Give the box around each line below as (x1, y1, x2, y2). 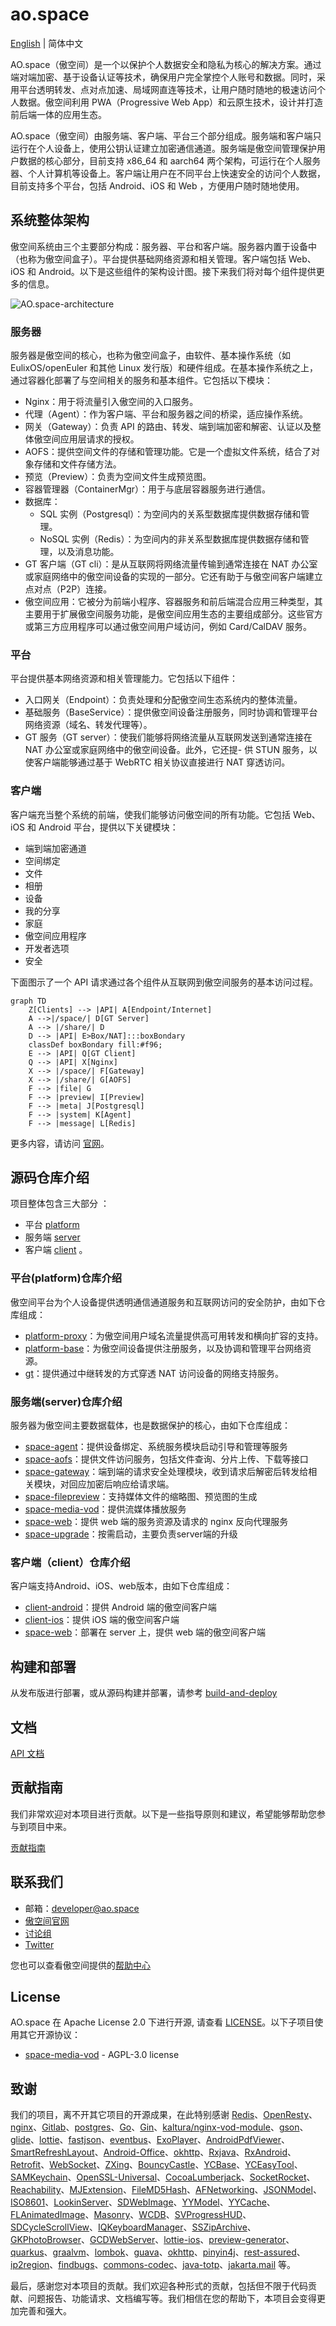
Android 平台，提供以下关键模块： (38, 821, 179, 833)
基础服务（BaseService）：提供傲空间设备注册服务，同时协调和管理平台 (24, 706, 318, 718)
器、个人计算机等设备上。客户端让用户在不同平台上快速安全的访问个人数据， (10, 167, 326, 179)
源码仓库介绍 (10, 1169, 90, 1187)
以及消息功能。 (57, 546, 120, 558)
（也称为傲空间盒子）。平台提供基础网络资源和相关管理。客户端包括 (10, 253, 287, 265)
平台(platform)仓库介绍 (10, 1271, 123, 1285)
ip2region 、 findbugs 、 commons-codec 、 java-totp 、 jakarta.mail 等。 (10, 2259, 296, 2271)
